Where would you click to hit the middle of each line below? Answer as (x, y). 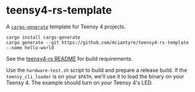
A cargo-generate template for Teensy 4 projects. (66, 27)
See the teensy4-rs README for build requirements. (69, 58)
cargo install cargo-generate (43, 37)
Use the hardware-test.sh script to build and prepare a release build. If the (97, 70)
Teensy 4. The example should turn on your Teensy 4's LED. (79, 83)
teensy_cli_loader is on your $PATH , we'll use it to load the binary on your (95, 76)
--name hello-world (30, 48)
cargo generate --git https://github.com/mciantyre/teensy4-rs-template (97, 42)
